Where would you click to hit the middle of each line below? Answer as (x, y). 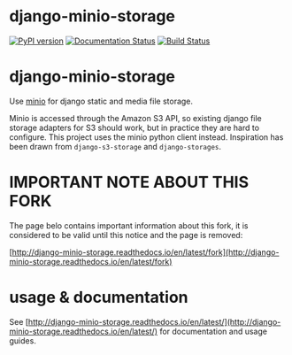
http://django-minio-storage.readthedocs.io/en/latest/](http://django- (154, 321)
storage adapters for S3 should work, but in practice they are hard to (134, 127)
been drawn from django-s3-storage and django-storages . (115, 146)
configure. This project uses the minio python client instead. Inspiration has (146, 137)
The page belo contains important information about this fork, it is (129, 225)
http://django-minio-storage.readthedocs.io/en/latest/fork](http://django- (146, 252)
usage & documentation (99, 297)
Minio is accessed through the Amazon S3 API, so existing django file (136, 118)
